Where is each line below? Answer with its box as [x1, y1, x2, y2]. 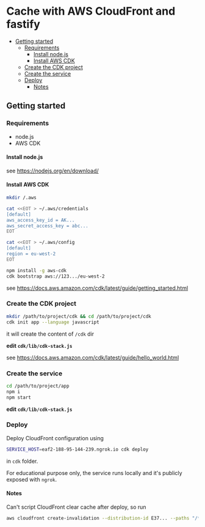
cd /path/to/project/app [6, 383, 70, 389]
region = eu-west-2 [6, 251, 56, 257]
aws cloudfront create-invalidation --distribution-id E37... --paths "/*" [6, 515, 203, 521]
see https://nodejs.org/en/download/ [6, 167, 99, 174]
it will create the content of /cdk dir [6, 330, 95, 337]
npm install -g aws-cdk [6, 267, 67, 273]
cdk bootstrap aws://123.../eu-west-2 [6, 273, 105, 279]
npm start [6, 394, 32, 400]
